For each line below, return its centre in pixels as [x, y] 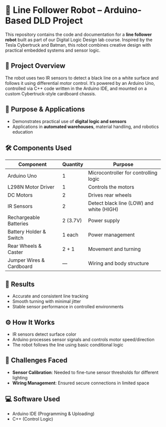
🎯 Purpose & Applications [45, 109]
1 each [70, 235]
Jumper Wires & [26, 260]
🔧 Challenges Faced [36, 360]
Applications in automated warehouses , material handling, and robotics [85, 127]
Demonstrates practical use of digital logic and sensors [69, 121]
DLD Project [58, 21]
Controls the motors [111, 187]
